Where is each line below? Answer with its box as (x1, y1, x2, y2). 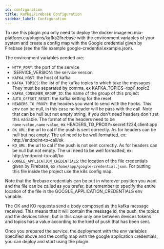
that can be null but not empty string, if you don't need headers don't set (12, 111, 159, 117)
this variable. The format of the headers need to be (12, 116, 115, 123)
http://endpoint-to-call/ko (12, 153, 64, 159)
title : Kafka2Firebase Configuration (5, 12, 82, 17)
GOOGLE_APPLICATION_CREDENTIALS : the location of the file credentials (12, 158, 148, 164)
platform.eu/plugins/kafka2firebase (5, 35, 76, 41)
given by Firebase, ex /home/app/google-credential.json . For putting (12, 163, 151, 169)
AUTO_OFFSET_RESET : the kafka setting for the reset (12, 96, 112, 101)
